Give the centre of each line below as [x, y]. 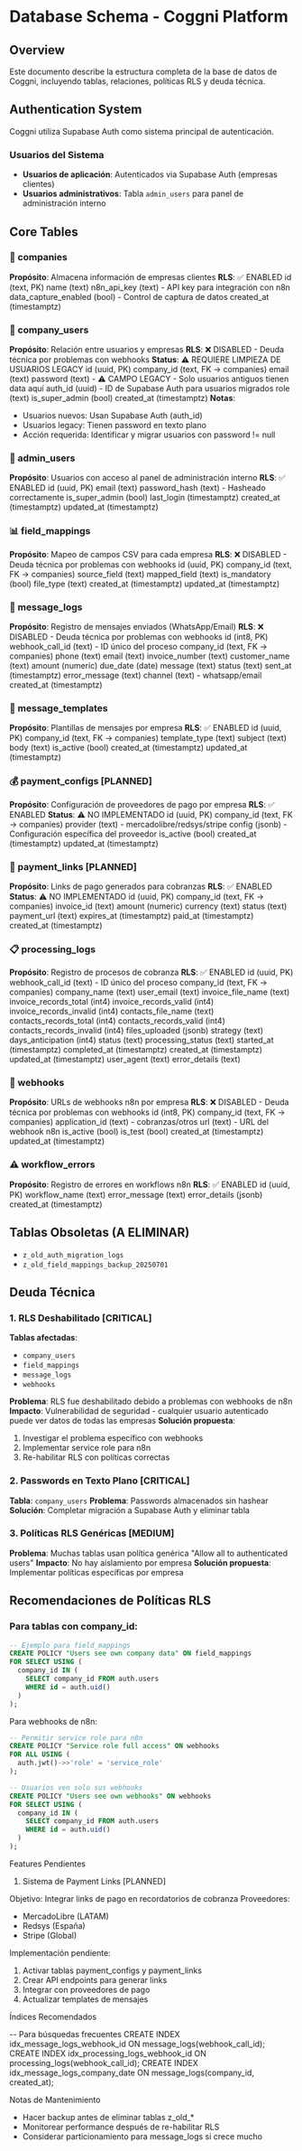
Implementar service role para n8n [87, 1448]
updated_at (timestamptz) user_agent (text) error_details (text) [125, 1060]
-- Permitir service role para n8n [76, 1738]
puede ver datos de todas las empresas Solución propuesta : [123, 1421]
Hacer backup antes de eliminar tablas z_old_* [108, 2117]
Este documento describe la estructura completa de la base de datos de [143, 71]
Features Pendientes [47, 1864]
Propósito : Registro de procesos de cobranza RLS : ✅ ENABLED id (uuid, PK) [151, 972]
